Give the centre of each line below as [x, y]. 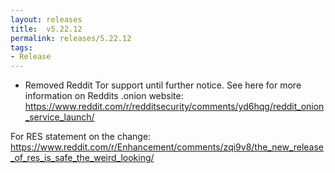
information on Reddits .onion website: [104, 96]
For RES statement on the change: [81, 137]
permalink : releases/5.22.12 [71, 38]
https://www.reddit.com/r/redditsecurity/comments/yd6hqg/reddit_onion [174, 107]
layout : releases [46, 19]
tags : [21, 47]
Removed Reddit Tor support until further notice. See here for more [163, 85]
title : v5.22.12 [46, 29]
